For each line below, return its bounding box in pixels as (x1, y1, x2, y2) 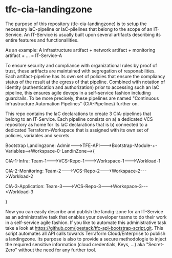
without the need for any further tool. (18, 247, 96, 253)
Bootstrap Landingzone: (5, 142, 56, 149)
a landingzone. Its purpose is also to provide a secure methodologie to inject (5, 235, 166, 242)
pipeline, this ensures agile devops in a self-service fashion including (5, 89, 151, 96)
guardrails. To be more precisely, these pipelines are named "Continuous (5, 95, 159, 101)
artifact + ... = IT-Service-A (5, 52, 62, 59)
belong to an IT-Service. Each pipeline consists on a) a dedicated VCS (5, 116, 153, 122)
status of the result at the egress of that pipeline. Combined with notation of (5, 79, 165, 85)
